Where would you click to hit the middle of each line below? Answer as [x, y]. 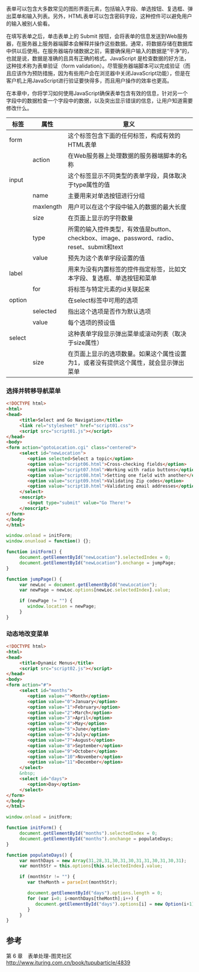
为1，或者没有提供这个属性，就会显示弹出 [126, 363]
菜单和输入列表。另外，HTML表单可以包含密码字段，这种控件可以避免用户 [102, 16]
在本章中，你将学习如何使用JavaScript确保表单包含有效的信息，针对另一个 [97, 93]
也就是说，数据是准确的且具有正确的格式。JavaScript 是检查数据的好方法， [98, 58]
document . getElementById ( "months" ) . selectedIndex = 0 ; [89, 833]
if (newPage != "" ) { [46, 601]
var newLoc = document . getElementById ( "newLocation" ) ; [89, 585]
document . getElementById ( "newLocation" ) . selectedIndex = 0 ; [95, 558]
